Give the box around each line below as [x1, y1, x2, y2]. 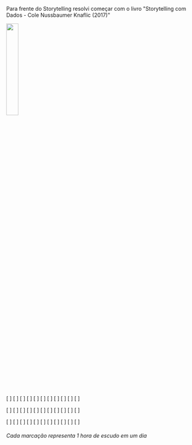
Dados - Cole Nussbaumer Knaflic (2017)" [6, 11, 110, 19]
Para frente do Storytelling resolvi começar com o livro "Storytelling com [6, 5, 187, 12]
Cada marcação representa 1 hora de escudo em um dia [6, 432, 147, 439]
